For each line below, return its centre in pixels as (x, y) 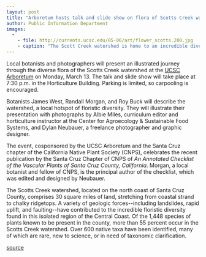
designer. (18, 134)
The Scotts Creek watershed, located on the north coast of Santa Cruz (96, 190)
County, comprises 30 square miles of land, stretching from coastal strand (100, 196)
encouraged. (22, 89)
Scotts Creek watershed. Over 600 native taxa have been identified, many (100, 229)
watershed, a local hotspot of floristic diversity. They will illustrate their (96, 108)
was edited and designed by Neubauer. (56, 178)
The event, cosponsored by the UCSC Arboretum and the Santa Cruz (93, 146)
